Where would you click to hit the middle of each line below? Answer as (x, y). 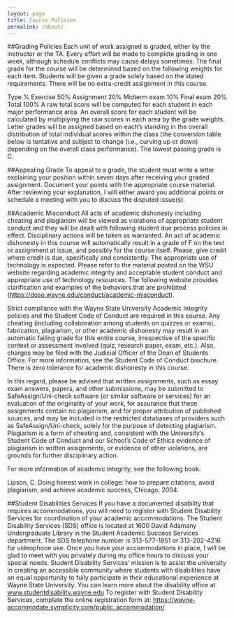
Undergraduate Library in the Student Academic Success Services (103, 533)
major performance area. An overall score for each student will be (102, 112)
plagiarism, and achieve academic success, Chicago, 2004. (93, 490)
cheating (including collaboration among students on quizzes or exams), (111, 323)
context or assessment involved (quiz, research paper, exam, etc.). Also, (111, 346)
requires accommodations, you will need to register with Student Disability (114, 511)
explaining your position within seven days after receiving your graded (108, 177)
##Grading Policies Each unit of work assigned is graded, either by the (109, 47)
